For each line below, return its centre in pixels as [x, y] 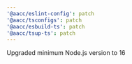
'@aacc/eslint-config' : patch [51, 14]
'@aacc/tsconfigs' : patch [44, 20]
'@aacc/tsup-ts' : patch [41, 33]
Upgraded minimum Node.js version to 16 [66, 53]
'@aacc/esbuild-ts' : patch [46, 26]
